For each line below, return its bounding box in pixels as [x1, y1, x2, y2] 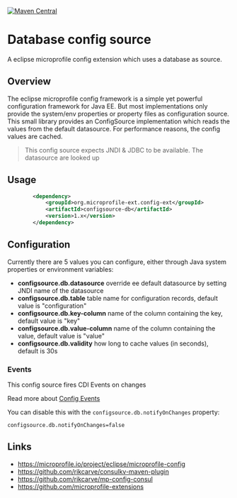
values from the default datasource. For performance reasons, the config [7, 124, 221, 133]
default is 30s [17, 346, 58, 355]
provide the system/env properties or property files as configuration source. [7, 109, 230, 118]
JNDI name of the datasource [17, 286, 104, 294]
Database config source [7, 32, 151, 48]
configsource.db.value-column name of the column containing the [17, 323, 216, 333]
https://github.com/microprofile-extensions [17, 482, 144, 491]
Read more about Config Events [7, 394, 100, 403]
